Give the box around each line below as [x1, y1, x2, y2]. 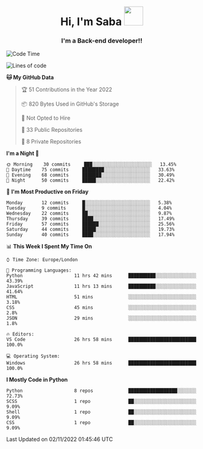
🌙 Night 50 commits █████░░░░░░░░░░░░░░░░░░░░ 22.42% [6, 177, 175, 183]
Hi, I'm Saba [60, 15, 122, 29]
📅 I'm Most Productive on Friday [6, 188, 89, 196]
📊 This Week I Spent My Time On [6, 243, 92, 250]
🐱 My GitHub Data [6, 74, 55, 81]
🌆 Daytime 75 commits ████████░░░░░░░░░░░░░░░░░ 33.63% [6, 167, 175, 173]
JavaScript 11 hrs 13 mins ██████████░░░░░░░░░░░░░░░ [6, 283, 197, 290]
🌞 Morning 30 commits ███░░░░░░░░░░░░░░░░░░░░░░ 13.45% [6, 162, 177, 168]
